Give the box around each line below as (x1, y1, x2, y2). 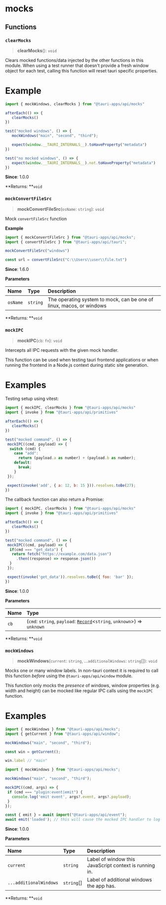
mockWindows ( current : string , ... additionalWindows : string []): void (17, 658, 158, 664)
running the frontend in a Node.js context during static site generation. (5, 362, 149, 368)
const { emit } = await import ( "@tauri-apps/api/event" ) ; (5, 812, 127, 818)
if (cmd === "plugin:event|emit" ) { (7, 789, 83, 794)
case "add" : (14, 451, 39, 456)
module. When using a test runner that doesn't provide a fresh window (5, 63, 149, 68)
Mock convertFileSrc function (5, 215, 67, 221)
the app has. (87, 883, 116, 890)
